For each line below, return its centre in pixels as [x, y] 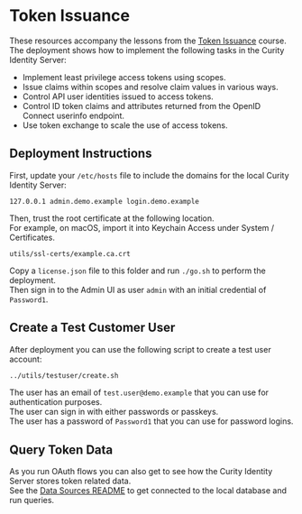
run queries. [32, 500]
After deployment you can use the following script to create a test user [141, 349]
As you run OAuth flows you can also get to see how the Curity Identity [141, 472]
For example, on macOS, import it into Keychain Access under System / [142, 227]
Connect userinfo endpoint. [73, 115]
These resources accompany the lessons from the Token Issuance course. [148, 41]
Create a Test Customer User [92, 328]
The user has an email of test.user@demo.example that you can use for [139, 392]
